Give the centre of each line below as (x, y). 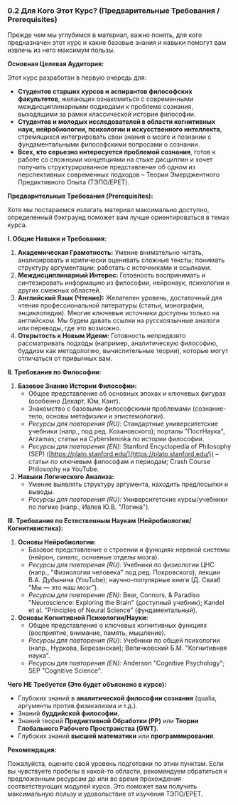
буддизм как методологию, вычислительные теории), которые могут (123, 351)
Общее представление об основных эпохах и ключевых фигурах (127, 394)
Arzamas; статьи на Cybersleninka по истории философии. (116, 439)
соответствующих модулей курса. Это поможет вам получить (102, 786)
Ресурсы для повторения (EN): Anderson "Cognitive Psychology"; (126, 663)
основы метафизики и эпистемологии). (106, 416)
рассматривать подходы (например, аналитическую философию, (118, 343)
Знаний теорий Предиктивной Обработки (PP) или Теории (108, 721)
